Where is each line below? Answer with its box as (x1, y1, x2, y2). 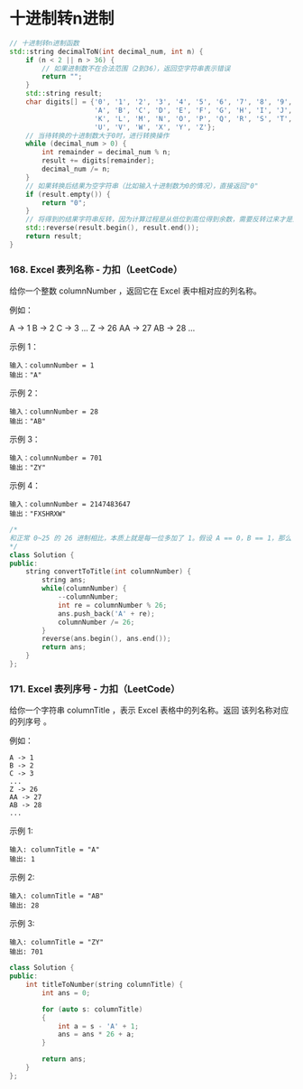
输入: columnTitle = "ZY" (9, 938, 104, 947)
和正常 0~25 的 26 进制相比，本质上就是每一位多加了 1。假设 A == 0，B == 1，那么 (9, 534, 292, 543)
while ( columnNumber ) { (41, 584, 127, 593)
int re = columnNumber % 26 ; (57, 600, 168, 610)
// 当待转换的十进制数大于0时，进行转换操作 (25, 131, 170, 140)
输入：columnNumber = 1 (9, 361, 95, 370)
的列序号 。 (9, 716, 51, 727)
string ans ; (41, 575, 87, 585)
